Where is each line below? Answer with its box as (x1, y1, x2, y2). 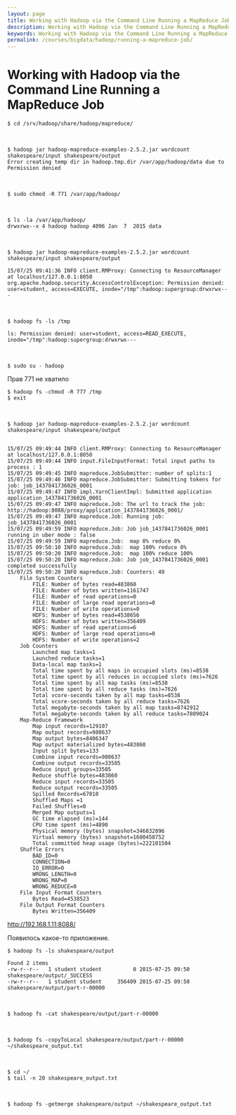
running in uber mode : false (7, 531, 96, 539)
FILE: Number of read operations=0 (32, 593, 137, 600)
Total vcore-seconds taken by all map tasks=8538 (32, 692, 181, 699)
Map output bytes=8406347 (32, 735, 109, 742)
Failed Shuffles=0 (32, 803, 86, 811)
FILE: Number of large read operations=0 (32, 600, 156, 607)
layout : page (7, 10, 46, 18)
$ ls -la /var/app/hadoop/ (7, 216, 86, 224)
